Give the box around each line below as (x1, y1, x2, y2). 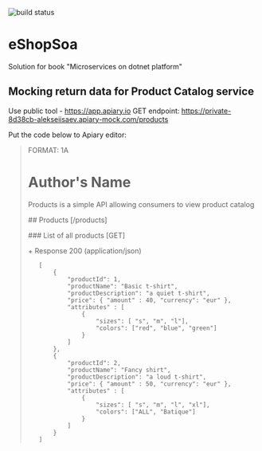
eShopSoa (8, 36, 78, 53)
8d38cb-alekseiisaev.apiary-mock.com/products (8, 114, 169, 124)
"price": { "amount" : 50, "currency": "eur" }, (67, 379, 232, 388)
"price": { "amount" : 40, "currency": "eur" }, (67, 296, 232, 304)
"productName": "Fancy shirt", (67, 366, 171, 374)
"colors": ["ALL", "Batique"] (95, 407, 197, 416)
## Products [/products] (27, 215, 108, 225)
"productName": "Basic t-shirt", (67, 282, 178, 290)
